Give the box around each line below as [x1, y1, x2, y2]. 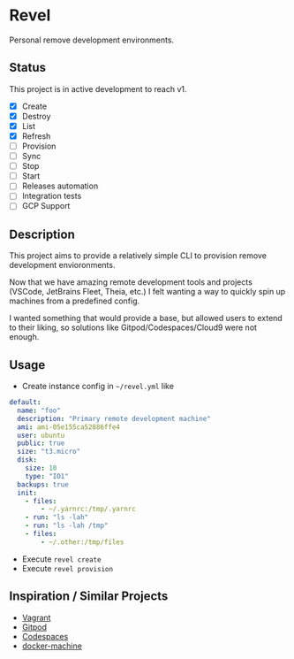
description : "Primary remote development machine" [17, 414, 212, 423]
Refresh [21, 130, 51, 142]
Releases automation [21, 180, 99, 191]
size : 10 [25, 464, 57, 473]
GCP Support [21, 201, 71, 211]
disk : [17, 456, 38, 464]
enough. [9, 332, 40, 342]
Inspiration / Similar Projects [9, 589, 169, 604]
